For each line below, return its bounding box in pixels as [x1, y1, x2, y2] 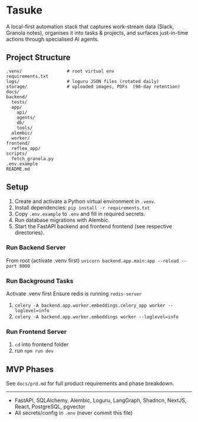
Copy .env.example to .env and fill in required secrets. [14, 210, 146, 217]
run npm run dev [14, 347, 54, 354]
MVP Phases [6, 364, 54, 374]
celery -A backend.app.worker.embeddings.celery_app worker [14, 303, 166, 309]
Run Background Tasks [6, 277, 74, 285]
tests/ [11, 99, 28, 105]
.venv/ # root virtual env [6, 68, 115, 74]
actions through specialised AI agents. [6, 35, 99, 42]
